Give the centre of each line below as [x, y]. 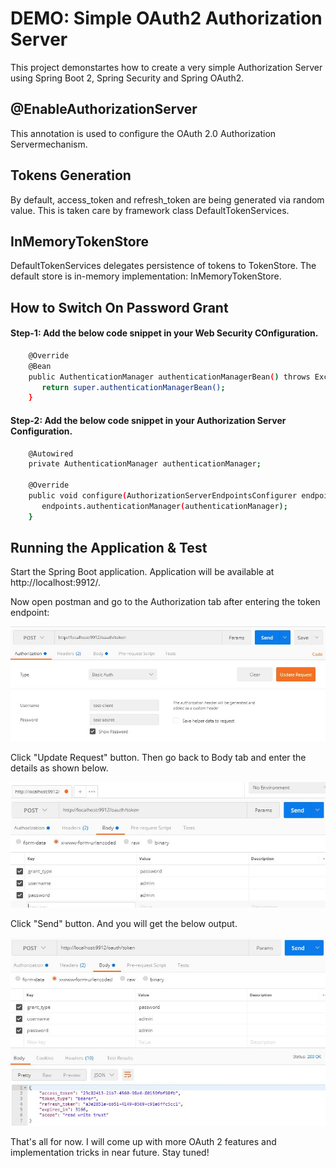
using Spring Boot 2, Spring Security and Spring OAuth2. [127, 78]
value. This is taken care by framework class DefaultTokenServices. [150, 210]
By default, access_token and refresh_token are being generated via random [167, 199]
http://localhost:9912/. [56, 583]
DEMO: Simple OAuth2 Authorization [166, 18]
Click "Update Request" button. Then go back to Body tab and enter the [158, 757]
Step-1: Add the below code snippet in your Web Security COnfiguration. [164, 333]
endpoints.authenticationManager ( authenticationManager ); [164, 506]
